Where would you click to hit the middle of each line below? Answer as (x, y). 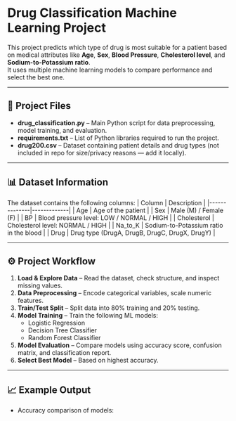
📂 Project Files (39, 106)
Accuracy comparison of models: (66, 410)
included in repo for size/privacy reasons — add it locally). (102, 153)
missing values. (40, 285)
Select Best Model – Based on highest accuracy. (88, 361)
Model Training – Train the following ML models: (88, 316)
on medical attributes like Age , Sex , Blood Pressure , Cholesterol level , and (116, 55)
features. (31, 301)
